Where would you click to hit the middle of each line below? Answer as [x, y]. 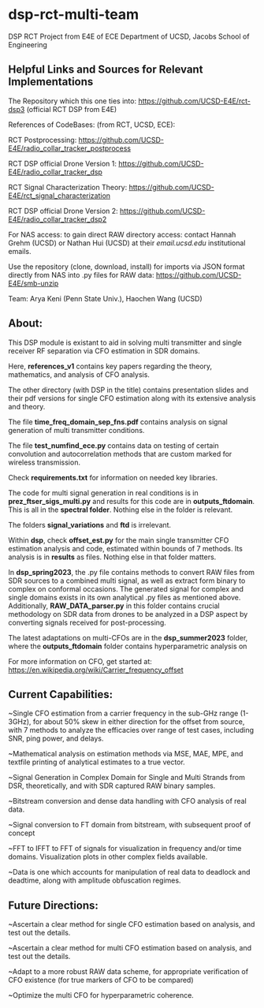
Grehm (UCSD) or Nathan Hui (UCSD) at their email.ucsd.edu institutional [127, 243]
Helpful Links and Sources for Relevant [106, 70]
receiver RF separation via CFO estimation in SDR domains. [104, 351]
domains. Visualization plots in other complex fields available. [108, 857]
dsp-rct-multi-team [74, 15]
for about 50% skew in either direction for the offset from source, [139, 722]
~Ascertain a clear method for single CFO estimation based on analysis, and [132, 924]
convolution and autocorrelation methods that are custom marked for [120, 454]
